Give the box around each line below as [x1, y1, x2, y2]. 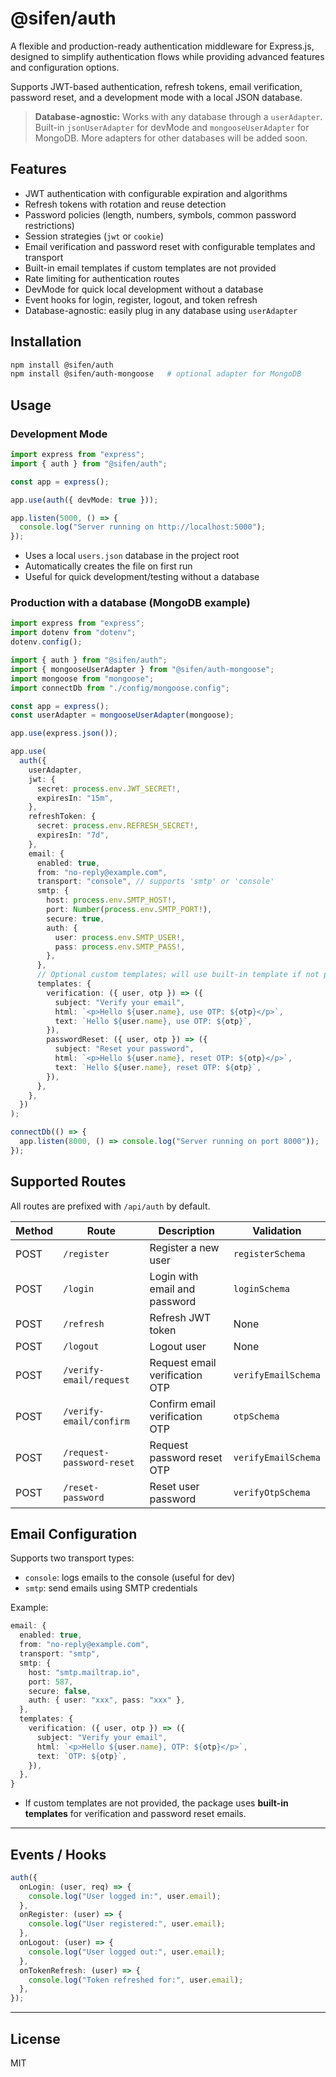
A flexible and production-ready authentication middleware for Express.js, [10, 40, 315, 52]
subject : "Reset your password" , [54, 1044, 195, 1054]
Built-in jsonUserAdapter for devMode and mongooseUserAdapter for [34, 121, 310, 133]
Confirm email [149, 1397, 216, 1411]
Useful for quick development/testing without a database [24, 571, 260, 583]
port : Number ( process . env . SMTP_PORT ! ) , [46, 905, 213, 915]
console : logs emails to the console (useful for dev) [24, 1572, 236, 1584]
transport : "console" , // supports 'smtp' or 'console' [36, 877, 275, 887]
